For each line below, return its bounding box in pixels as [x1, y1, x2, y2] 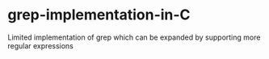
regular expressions [7, 40, 74, 50]
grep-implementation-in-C [7, 6, 191, 24]
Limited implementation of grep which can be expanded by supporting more [7, 32, 261, 42]
